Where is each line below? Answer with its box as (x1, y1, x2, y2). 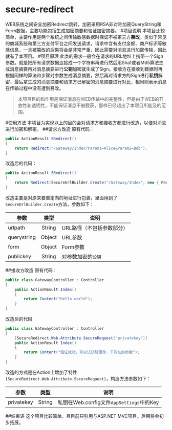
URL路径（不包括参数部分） (61, 224, 128, 231)
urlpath (8, 224, 26, 231)
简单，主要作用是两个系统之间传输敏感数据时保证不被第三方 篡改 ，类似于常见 (5, 34, 167, 40)
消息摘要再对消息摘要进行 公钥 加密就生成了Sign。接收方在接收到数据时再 (9, 65, 163, 72)
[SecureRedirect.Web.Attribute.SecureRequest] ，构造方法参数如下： (5, 376, 151, 382)
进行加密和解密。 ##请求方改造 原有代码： (5, 126, 95, 132)
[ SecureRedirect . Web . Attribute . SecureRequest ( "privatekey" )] (14, 335, 147, 341)
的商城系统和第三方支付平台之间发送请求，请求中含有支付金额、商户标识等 (5, 40, 162, 47)
